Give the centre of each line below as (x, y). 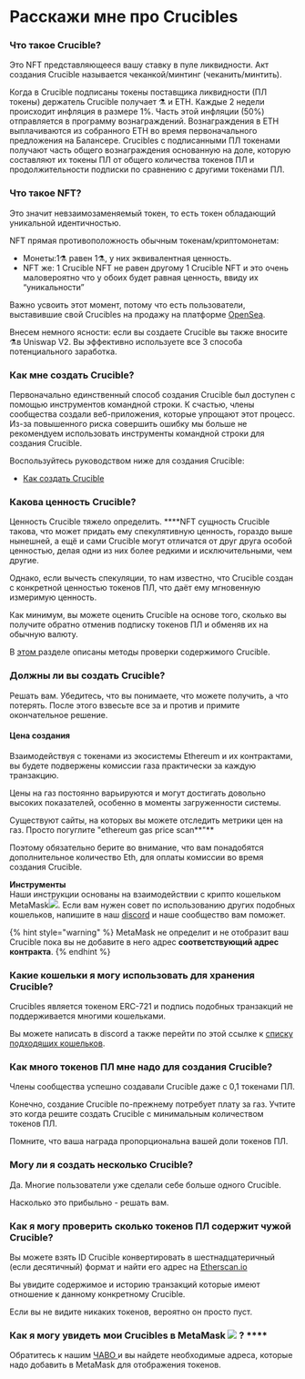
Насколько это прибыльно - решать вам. (89, 1202)
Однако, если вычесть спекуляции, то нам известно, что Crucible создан (152, 578)
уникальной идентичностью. (65, 223)
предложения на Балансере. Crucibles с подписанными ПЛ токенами (145, 141)
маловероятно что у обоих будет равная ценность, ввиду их (141, 277)
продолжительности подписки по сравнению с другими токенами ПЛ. (147, 169)
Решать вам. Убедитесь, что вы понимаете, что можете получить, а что (149, 695)
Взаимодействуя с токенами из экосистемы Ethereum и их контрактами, (151, 755)
